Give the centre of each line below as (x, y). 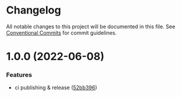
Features (19, 75)
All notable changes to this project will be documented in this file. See (91, 26)
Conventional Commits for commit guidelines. (61, 32)
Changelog (34, 10)
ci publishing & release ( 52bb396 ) (56, 88)
